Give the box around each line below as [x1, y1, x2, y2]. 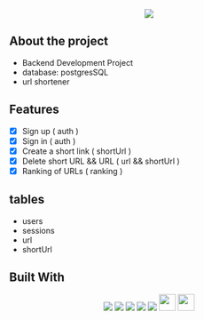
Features [9, 102, 59, 117]
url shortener [21, 76, 70, 87]
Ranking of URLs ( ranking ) [21, 165, 123, 176]
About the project [9, 34, 109, 49]
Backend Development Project [21, 57, 133, 68]
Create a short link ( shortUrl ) [21, 146, 131, 156]
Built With [9, 270, 65, 285]
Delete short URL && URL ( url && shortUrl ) [21, 156, 180, 166]
